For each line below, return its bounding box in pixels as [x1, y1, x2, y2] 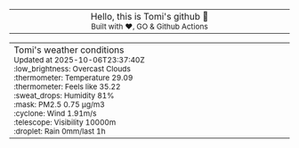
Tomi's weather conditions [13, 44, 125, 56]
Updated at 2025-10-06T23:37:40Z [13, 55, 145, 65]
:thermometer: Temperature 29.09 [13, 73, 133, 83]
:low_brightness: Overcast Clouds [13, 64, 132, 74]
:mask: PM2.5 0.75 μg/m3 [13, 100, 105, 110]
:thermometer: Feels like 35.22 [13, 82, 121, 92]
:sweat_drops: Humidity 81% [13, 91, 115, 101]
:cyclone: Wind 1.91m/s [13, 109, 97, 119]
